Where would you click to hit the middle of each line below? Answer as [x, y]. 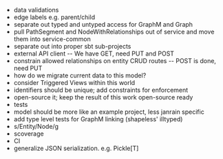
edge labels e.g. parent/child [54, 17]
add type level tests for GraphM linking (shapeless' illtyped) [98, 119]
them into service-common [52, 39]
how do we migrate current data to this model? [80, 75]
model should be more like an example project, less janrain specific [109, 112]
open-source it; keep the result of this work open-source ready [103, 97]
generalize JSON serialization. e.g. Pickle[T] [76, 148]
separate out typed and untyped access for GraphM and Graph [103, 24]
